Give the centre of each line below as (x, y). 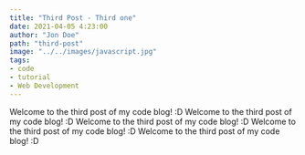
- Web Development (44, 86)
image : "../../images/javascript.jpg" (83, 52)
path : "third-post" (47, 43)
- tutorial (30, 77)
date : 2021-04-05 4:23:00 (58, 26)
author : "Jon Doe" (44, 35)
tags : (20, 60)
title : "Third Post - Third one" (73, 18)
